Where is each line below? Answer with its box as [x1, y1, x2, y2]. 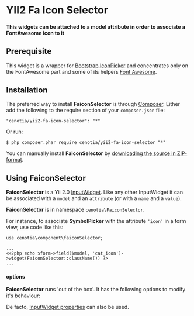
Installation [6, 85, 48, 95]
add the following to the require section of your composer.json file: [6, 107, 165, 114]
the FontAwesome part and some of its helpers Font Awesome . [6, 68, 157, 75]
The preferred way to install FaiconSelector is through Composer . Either [6, 101, 180, 108]
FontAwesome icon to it [6, 29, 65, 36]
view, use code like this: [6, 224, 64, 231]
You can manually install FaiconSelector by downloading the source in [6, 150, 176, 157]
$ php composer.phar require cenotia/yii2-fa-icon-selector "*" [6, 140, 166, 146]
